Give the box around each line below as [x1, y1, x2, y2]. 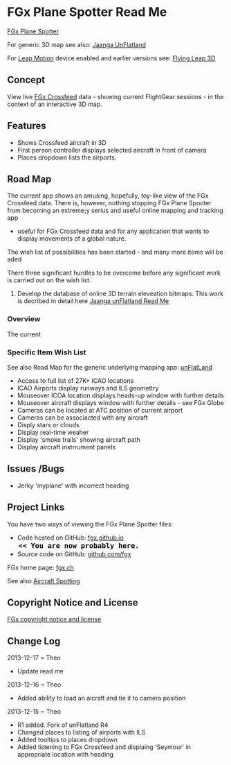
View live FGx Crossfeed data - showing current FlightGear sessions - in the [7, 92, 224, 101]
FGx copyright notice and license [7, 615, 102, 624]
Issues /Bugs [7, 463, 64, 475]
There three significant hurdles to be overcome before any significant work [7, 268, 221, 277]
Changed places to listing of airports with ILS [17, 728, 146, 737]
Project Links [7, 501, 65, 513]
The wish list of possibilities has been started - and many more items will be [7, 248, 223, 257]
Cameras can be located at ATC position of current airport [17, 406, 183, 414]
